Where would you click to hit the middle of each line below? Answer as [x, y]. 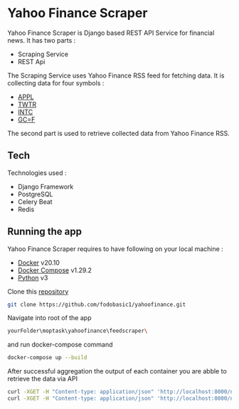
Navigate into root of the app [49, 318]
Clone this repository [38, 291]
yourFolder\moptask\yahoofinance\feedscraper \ [78, 331]
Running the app [44, 232]
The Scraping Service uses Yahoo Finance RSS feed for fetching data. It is [116, 75]
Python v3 [33, 277]
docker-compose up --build [47, 358]
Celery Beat [35, 201]
